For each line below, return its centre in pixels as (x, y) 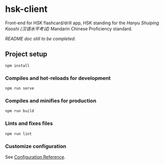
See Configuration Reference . (35, 157)
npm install (17, 65)
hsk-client (26, 9)
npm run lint (19, 134)
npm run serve (20, 88)
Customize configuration (36, 146)
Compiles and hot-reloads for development (58, 78)
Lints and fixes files (29, 123)
